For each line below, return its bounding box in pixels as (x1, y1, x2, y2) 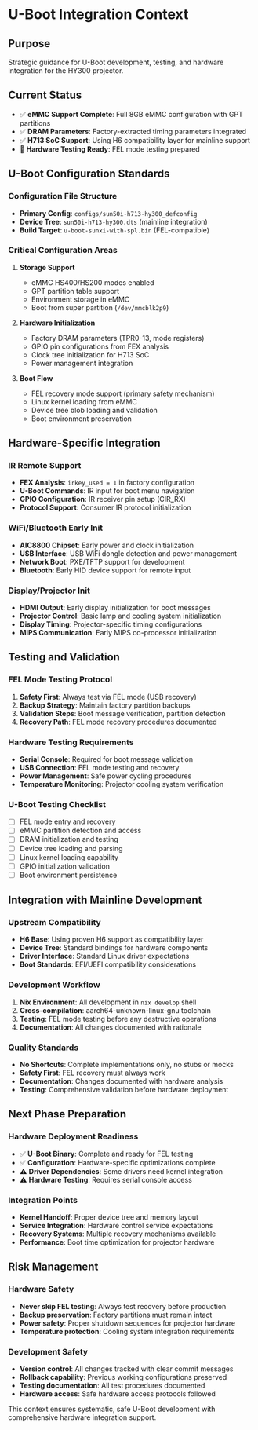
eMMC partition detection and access (19, 826, 142, 836)
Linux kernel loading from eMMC (31, 397, 137, 406)
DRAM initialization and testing (19, 835, 119, 844)
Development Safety (8, 1346, 89, 1357)
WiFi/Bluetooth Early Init (8, 522, 104, 533)
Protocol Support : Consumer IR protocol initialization (19, 503, 191, 512)
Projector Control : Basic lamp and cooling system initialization (19, 611, 222, 621)
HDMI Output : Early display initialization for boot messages (19, 603, 212, 613)
